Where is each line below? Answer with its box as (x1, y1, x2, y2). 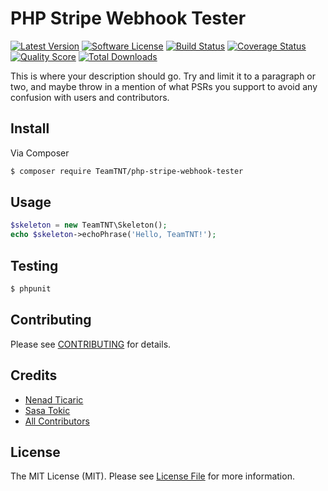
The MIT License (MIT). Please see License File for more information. (10, 470, 295, 482)
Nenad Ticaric (24, 393, 84, 406)
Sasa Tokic (24, 404, 71, 416)
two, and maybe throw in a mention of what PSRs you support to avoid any (10, 80, 318, 92)
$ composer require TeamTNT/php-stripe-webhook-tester (10, 166, 244, 176)
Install (10, 120, 50, 137)
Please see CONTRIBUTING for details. (10, 338, 172, 350)
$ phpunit (10, 284, 52, 294)
